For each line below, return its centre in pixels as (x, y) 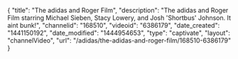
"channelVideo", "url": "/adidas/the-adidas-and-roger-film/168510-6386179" (119, 41)
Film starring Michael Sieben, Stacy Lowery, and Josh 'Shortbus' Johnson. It (119, 18)
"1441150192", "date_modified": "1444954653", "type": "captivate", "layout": (119, 33)
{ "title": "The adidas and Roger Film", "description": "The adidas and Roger (118, 10)
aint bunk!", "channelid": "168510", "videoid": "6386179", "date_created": (114, 25)
